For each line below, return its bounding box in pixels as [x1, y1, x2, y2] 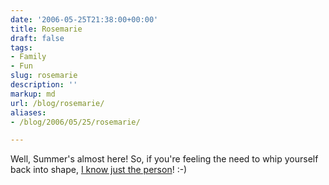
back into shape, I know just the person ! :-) [10, 164, 188, 176]
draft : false [10, 33, 65, 43]
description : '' [10, 80, 78, 90]
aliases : [10, 107, 47, 118]
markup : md [10, 89, 56, 99]
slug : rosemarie [10, 71, 78, 81]
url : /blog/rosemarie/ [10, 98, 105, 108]
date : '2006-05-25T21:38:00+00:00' [10, 14, 159, 25]
